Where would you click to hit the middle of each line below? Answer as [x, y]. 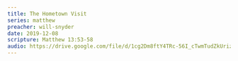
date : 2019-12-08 [33, 33]
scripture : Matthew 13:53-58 [50, 40]
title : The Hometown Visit [47, 14]
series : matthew [31, 20]
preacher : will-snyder [41, 27]
